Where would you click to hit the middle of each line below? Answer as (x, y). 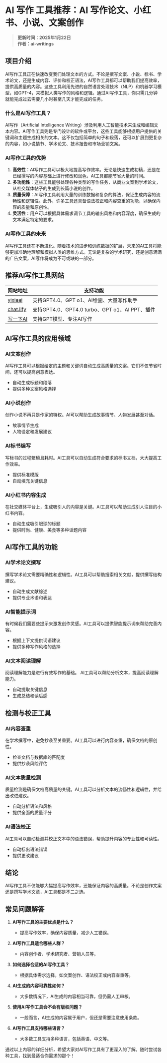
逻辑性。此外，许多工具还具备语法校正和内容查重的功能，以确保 (91, 201)
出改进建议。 (18, 796)
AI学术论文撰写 (23, 562)
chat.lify (17, 309)
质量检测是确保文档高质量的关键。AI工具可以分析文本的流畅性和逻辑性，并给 (83, 789)
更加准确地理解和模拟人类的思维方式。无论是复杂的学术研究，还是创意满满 (85, 252)
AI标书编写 (18, 446)
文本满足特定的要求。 (34, 220)
